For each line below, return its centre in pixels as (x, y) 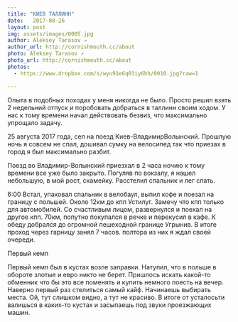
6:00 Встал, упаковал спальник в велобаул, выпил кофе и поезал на (111, 194)
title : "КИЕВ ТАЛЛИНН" (41, 14)
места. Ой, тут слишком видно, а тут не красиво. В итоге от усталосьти (116, 297)
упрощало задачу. (35, 122)
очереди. (21, 240)
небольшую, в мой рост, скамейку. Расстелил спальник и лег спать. (111, 180)
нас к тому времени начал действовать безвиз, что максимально (107, 115)
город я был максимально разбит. (59, 151)
